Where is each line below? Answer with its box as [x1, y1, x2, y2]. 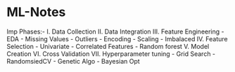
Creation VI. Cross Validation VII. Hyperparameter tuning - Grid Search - [6, 50, 216, 58]
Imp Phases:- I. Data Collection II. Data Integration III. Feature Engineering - [6, 27, 224, 36]
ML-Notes [6, 4, 66, 20]
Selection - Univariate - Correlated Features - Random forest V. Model [6, 42, 210, 50]
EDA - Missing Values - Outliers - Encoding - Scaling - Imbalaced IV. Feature [6, 34, 228, 43]
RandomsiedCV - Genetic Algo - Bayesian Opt [6, 57, 140, 65]
